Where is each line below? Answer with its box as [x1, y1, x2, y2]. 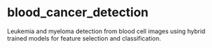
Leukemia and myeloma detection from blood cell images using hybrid [7, 27, 206, 35]
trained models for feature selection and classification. [7, 34, 161, 42]
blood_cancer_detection [7, 5, 149, 20]
